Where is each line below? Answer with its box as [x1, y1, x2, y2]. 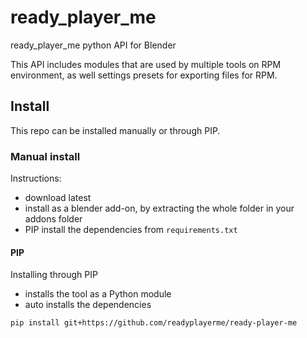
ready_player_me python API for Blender [10, 39, 177, 51]
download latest [24, 192, 92, 204]
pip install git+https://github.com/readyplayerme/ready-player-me [10, 318, 298, 328]
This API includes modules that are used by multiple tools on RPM [10, 58, 282, 70]
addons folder [24, 213, 83, 225]
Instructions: [10, 172, 62, 185]
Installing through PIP [10, 269, 98, 281]
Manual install [10, 149, 81, 163]
